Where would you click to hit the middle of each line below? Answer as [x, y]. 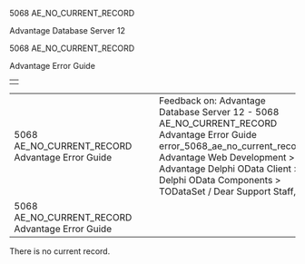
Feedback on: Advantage [212, 101]
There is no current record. [60, 251]
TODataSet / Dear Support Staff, [227, 191]
